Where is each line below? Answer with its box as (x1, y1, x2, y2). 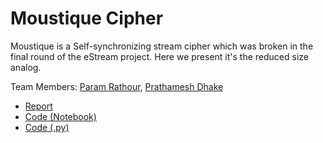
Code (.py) (24, 121, 70, 133)
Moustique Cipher (10, 7, 164, 30)
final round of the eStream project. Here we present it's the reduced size (10, 50, 309, 62)
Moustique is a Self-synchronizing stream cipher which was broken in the (10, 40, 314, 52)
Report (24, 100, 53, 112)
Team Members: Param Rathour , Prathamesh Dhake (10, 80, 224, 92)
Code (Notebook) (24, 110, 97, 122)
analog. (10, 61, 42, 73)
